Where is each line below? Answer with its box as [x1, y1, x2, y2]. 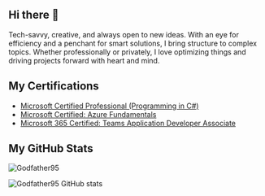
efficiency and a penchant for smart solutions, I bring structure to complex [8, 38, 258, 48]
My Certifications [8, 79, 99, 94]
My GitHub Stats [8, 142, 93, 155]
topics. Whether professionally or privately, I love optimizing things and [8, 46, 246, 57]
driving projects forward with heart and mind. [8, 55, 160, 65]
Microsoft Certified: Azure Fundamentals [20, 109, 157, 119]
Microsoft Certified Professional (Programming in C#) [20, 101, 199, 111]
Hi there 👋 [8, 8, 59, 22]
